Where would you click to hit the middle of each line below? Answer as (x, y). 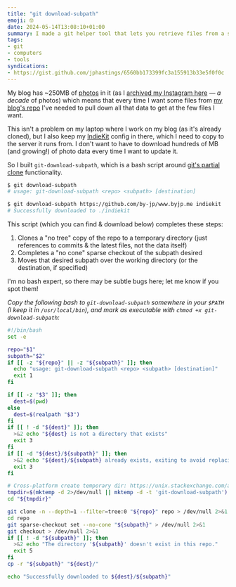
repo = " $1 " (22, 349)
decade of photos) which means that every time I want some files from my (115, 100)
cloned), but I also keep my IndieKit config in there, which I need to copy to (116, 136)
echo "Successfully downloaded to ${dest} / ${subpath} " (89, 576)
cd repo (19, 518)
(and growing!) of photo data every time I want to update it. (93, 151)
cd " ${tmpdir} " (29, 499)
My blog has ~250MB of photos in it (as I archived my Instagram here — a (114, 93)
